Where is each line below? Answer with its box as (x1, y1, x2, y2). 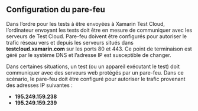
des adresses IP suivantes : (6, 82, 73, 89)
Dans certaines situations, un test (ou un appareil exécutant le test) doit (6, 63, 180, 70)
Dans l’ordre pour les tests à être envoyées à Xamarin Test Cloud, (6, 20, 165, 27)
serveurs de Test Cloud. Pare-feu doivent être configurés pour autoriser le (6, 32, 187, 40)
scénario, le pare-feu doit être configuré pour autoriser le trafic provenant (6, 75, 186, 82)
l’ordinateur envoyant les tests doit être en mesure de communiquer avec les (6, 26, 193, 33)
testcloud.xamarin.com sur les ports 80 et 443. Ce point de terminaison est (6, 45, 192, 52)
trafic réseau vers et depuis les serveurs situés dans (6, 39, 134, 46)
